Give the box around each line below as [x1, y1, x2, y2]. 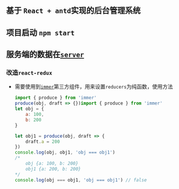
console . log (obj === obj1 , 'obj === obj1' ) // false [14, 177, 147, 183]
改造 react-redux [6, 69, 52, 77]
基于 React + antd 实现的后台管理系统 [6, 5, 141, 16]
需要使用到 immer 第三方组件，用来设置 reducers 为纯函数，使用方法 [14, 83, 173, 90]
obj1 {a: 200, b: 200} [25, 166, 81, 172]
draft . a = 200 [25, 138, 60, 145]
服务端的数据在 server [6, 50, 84, 60]
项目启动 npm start [6, 27, 75, 37]
